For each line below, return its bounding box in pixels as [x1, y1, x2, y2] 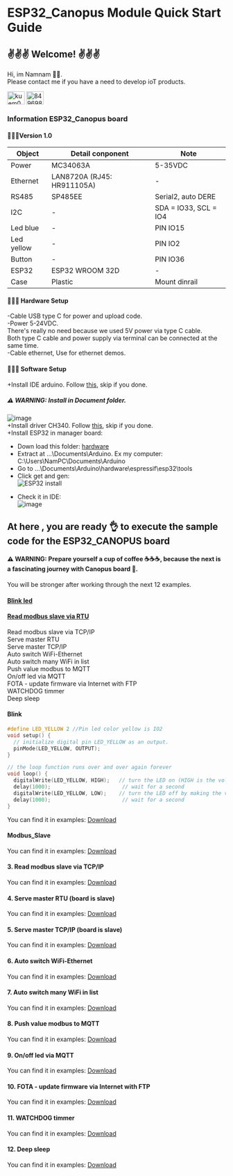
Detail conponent [70, 149, 130, 159]
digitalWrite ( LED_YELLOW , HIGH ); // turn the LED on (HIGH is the [13, 777, 216, 784]
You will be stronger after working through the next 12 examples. [7, 581, 192, 589]
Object [16, 149, 40, 159]
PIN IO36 [155, 255, 185, 264]
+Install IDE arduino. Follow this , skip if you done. [7, 380, 148, 389]
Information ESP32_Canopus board [7, 113, 128, 123]
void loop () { [7, 771, 49, 778]
